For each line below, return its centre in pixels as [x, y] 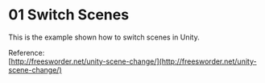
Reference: [27, 52]
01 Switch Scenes [69, 15]
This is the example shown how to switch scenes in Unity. [104, 37]
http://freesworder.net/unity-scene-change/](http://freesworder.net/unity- [134, 61]
